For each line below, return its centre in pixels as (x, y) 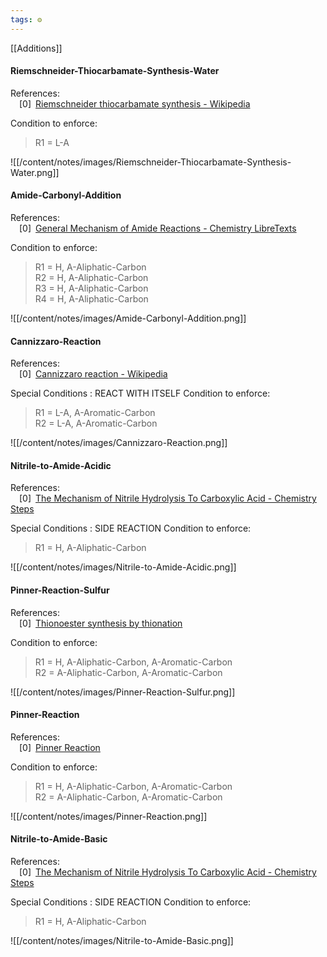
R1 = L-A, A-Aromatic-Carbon (95, 413)
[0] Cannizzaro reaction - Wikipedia (93, 374)
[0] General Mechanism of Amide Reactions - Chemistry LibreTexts (158, 228)
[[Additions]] (36, 48)
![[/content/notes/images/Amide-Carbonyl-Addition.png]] (128, 318)
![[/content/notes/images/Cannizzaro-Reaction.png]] (119, 443)
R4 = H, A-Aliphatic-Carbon (91, 299)
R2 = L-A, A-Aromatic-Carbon (96, 423)
